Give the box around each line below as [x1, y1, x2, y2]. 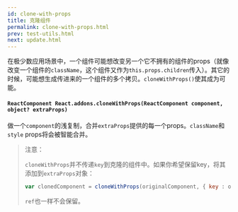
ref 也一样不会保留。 [24, 197, 85, 206]
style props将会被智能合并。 [7, 130, 92, 139]
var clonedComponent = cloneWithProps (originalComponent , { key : [24, 183, 225, 191]
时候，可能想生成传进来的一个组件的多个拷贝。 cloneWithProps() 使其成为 [7, 75, 220, 83]
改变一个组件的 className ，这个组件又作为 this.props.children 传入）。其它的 [7, 66, 230, 74]
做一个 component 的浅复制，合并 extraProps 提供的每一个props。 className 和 [7, 122, 225, 130]
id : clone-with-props [7, 10, 72, 18]
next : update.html [7, 37, 62, 44]
